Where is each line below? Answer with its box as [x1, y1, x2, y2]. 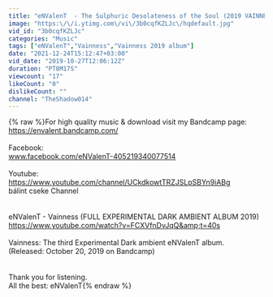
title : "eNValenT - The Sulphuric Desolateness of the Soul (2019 [8, 11, 242, 20]
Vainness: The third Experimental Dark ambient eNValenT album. [8, 238, 225, 247]
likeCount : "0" [8, 80, 60, 88]
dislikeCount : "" [8, 87, 67, 96]
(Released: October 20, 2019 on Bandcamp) [8, 247, 156, 256]
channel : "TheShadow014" [8, 95, 93, 103]
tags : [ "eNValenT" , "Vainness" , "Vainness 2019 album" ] [8, 42, 195, 50]
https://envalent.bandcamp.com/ [8, 126, 119, 136]
